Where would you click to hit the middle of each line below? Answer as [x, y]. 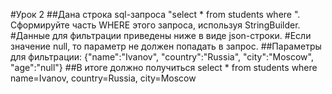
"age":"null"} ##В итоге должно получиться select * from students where [164, 67]
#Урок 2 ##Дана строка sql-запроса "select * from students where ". [155, 14]
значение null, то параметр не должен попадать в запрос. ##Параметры [166, 46]
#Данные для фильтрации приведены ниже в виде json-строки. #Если [161, 35]
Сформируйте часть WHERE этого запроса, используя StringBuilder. [155, 25]
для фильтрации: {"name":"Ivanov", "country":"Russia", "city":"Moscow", [162, 57]
